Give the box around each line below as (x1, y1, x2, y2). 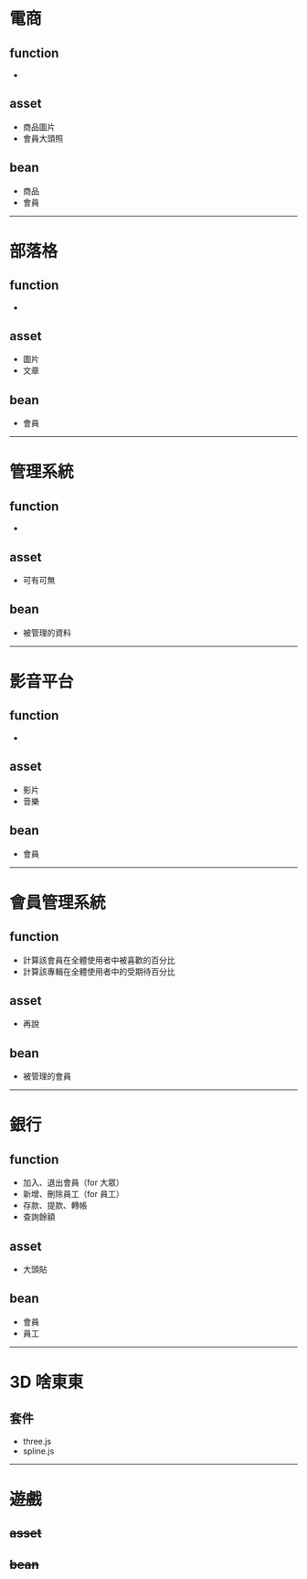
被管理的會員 (22, 1071, 71, 1082)
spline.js (22, 1446, 55, 1456)
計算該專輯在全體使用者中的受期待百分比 (22, 966, 175, 976)
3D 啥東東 (9, 1371, 84, 1392)
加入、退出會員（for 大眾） (22, 1177, 125, 1189)
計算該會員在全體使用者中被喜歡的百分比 (22, 955, 175, 966)
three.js (22, 1435, 52, 1446)
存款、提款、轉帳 (22, 1200, 88, 1211)
